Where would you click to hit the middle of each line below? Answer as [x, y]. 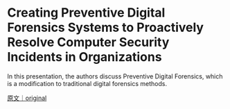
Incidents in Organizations [85, 57]
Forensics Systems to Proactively [106, 27]
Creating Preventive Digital [86, 13]
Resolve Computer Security [88, 42]
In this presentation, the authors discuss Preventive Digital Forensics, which [115, 76]
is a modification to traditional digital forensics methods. [87, 83]
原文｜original [27, 98]
